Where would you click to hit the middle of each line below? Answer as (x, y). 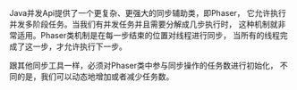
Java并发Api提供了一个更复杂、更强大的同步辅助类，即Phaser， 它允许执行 (148, 13)
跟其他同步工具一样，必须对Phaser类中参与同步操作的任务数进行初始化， (144, 65)
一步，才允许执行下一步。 (80, 46)
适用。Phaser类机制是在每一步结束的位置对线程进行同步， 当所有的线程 (148, 35)
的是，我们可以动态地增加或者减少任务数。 (95, 77)
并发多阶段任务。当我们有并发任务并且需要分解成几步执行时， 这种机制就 (144, 24)
